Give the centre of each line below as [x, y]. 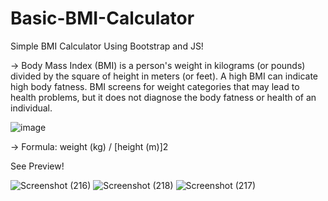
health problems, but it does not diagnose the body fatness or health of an [163, 97]
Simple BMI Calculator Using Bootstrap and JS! [107, 46]
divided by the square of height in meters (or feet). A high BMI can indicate [164, 76]
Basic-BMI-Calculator [102, 18]
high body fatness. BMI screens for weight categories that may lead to [155, 86]
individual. [31, 108]
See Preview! [37, 166]
